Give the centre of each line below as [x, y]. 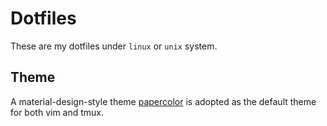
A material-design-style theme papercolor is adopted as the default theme [163, 101]
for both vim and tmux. [57, 112]
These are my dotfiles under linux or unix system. [114, 46]
